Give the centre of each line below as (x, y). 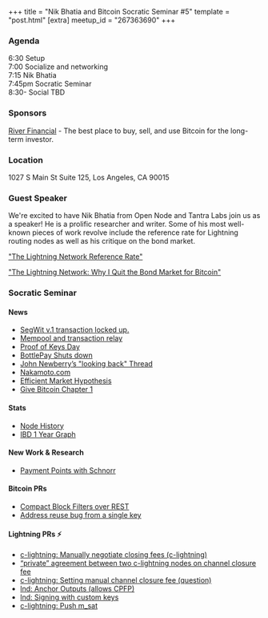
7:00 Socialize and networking (58, 67)
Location (26, 160)
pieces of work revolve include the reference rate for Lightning (135, 232)
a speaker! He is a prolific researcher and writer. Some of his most (117, 224)
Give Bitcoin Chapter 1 (56, 390)
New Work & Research (46, 453)
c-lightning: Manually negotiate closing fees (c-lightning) (114, 555)
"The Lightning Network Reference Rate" (76, 256)
